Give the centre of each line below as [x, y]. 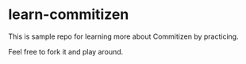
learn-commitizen [69, 15]
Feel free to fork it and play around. [66, 51]
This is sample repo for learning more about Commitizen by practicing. [124, 36]
